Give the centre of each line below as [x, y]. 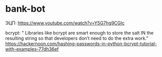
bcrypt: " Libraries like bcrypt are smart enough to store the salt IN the [79, 33]
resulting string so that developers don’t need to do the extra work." [77, 38]
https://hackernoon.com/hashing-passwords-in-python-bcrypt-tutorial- [81, 43]
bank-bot [25, 9]
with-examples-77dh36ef [32, 49]
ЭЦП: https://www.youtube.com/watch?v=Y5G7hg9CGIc [65, 23]
